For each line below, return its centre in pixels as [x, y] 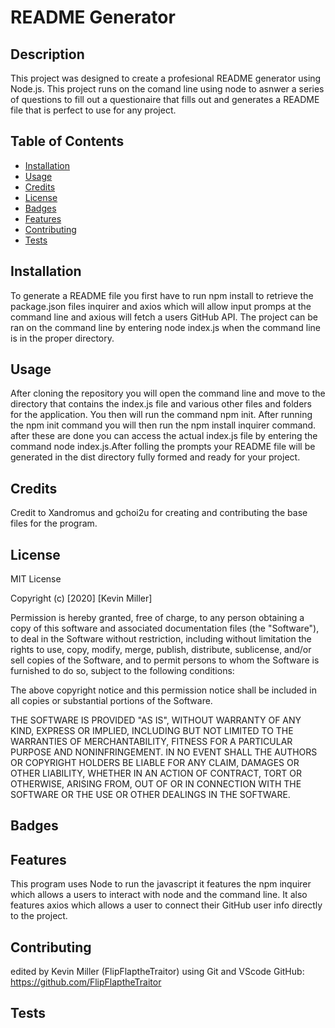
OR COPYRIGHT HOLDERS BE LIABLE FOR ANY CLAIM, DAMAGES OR [155, 763]
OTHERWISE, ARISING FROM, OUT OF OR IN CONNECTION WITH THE [156, 784]
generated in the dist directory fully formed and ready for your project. [155, 457]
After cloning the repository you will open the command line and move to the [168, 393]
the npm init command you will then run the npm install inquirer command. [163, 425]
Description [47, 54]
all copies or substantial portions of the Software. [111, 701]
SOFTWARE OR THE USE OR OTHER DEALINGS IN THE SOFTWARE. [150, 795]
